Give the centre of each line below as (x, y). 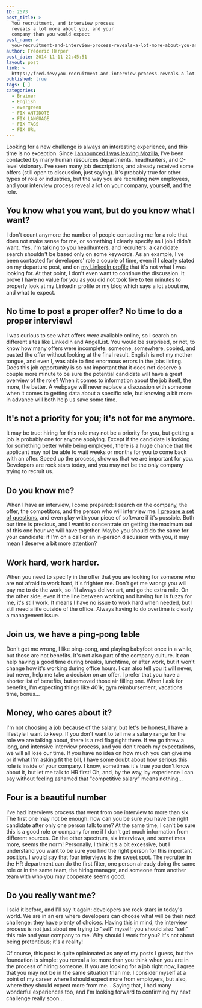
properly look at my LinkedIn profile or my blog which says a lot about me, (98, 286)
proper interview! (40, 321)
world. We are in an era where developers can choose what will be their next (101, 916)
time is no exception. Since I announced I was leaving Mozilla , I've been (95, 153)
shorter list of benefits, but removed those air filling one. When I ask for (95, 681)
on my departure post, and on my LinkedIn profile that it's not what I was (96, 267)
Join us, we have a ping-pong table (73, 634)
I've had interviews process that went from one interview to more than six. (98, 812)
